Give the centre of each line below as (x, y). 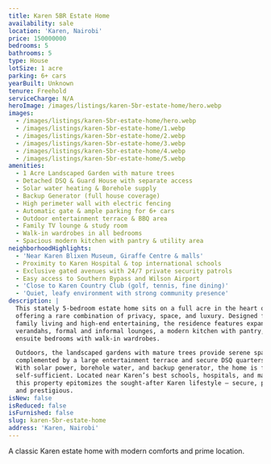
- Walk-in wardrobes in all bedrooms (79, 234)
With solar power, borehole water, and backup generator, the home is (137, 368)
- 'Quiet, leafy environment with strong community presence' (122, 294)
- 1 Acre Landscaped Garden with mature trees (95, 173)
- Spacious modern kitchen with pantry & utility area (110, 241)
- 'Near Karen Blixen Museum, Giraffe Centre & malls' (110, 256)
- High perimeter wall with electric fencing (94, 203)
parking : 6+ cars (38, 76)
